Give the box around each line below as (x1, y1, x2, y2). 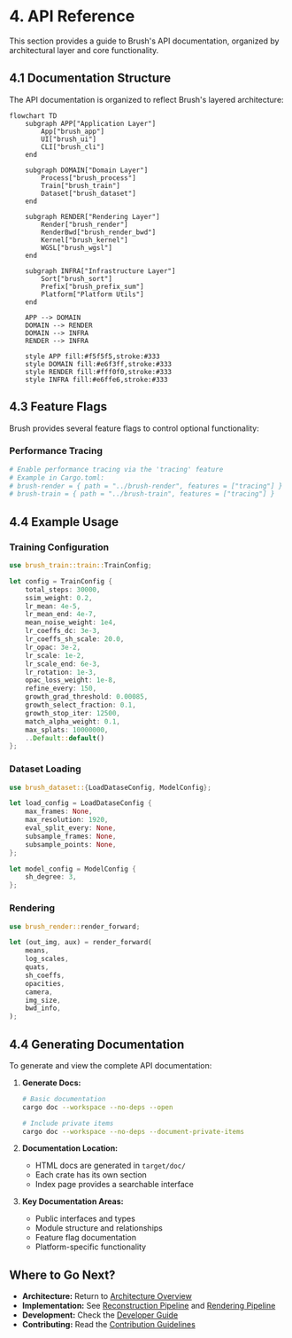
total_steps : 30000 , (25, 585, 101, 594)
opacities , (25, 979, 65, 988)
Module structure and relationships (35, 1223, 164, 1233)
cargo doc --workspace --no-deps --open (21, 1102, 173, 1112)
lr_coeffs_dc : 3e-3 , (25, 627, 101, 636)
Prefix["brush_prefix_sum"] (41, 282, 144, 291)
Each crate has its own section (35, 1170, 148, 1180)
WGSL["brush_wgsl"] (41, 243, 113, 252)
